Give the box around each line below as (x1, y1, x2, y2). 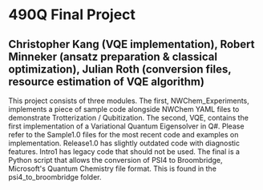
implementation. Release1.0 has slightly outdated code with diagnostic (8, 138, 241, 148)
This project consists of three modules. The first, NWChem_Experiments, (8, 96, 250, 105)
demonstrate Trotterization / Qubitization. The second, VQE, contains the (8, 113, 249, 122)
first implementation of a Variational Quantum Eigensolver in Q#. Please (8, 121, 245, 131)
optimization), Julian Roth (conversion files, (8, 62, 232, 76)
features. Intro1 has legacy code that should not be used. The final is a (8, 147, 241, 156)
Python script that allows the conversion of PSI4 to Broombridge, (8, 156, 223, 164)
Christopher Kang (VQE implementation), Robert (8, 38, 255, 51)
